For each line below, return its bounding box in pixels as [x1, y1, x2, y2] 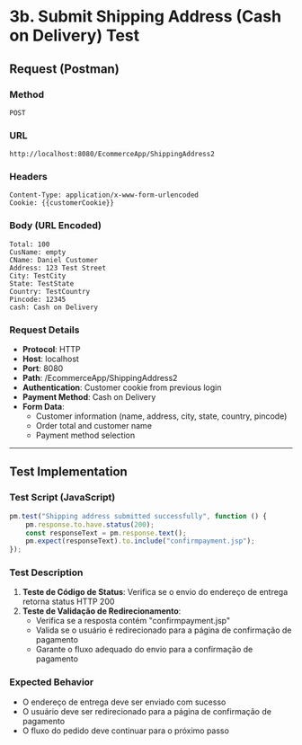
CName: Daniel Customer [9, 255, 99, 264]
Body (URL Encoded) [9, 219, 102, 232]
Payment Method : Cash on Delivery [22, 392, 156, 403]
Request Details [9, 324, 80, 336]
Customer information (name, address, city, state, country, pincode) [35, 411, 288, 421]
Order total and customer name [35, 421, 153, 431]
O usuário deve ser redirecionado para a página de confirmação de [22, 705, 272, 716]
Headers [9, 171, 48, 183]
